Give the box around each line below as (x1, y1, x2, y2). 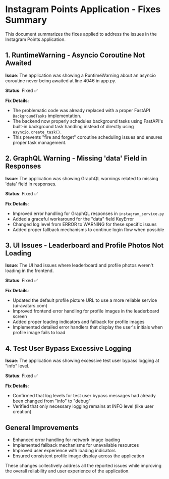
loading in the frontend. (5, 268, 54, 274)
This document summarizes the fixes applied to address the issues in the (5, 31, 157, 37)
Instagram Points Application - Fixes (5, 4, 161, 15)
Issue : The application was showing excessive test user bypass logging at (5, 357, 160, 364)
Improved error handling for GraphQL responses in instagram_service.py (12, 210, 164, 217)
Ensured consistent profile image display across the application (12, 453, 145, 459)
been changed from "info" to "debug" (12, 398, 91, 404)
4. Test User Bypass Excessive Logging (5, 344, 132, 353)
